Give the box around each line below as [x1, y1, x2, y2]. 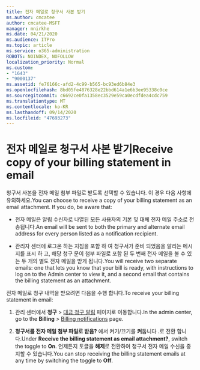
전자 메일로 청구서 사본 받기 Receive [6, 142, 174, 156]
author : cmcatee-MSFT [6, 20, 61, 26]
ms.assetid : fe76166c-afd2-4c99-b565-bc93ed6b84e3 [6, 82, 136, 88]
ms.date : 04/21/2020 [6, 31, 58, 37]
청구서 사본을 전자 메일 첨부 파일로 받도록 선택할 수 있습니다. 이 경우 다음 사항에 [6, 189, 192, 196]
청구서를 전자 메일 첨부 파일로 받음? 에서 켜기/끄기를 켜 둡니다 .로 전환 [14, 328, 176, 335]
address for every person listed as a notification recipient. [14, 230, 158, 237]
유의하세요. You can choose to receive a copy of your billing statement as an [6, 196, 192, 204]
